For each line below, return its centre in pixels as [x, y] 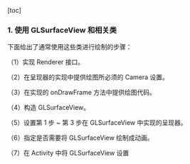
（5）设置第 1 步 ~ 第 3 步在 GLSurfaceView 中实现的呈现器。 [97, 123]
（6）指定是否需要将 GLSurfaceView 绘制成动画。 [81, 138]
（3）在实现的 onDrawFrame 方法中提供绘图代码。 [82, 93]
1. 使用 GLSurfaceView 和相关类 [62, 30]
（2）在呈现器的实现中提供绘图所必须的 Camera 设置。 [88, 77]
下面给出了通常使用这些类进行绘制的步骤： [70, 47]
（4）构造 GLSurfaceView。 [49, 108]
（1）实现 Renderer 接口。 [46, 62]
